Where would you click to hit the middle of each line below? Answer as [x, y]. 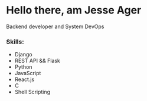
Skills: [15, 42]
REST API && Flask [37, 61]
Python [23, 67]
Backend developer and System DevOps [55, 26]
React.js [24, 79]
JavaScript [28, 73]
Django [23, 55]
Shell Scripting [32, 92]
